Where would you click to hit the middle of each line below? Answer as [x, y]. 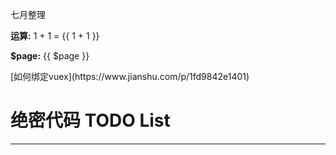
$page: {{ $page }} [50, 56]
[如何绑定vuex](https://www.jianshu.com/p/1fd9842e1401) [130, 76]
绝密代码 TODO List [90, 120]
